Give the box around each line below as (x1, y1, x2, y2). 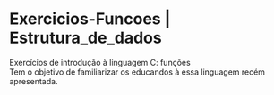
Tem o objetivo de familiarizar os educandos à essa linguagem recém (9, 67, 266, 77)
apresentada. (9, 75, 58, 86)
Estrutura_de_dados (9, 28, 163, 48)
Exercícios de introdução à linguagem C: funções (9, 57, 191, 67)
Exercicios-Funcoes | (9, 9, 171, 29)
